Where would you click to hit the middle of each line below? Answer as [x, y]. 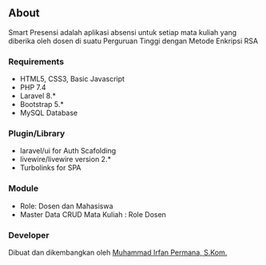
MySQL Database [49, 113]
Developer [29, 235]
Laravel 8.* [38, 96]
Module [23, 188]
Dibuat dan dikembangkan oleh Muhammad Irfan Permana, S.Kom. [118, 252]
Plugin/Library [37, 133]
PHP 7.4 [33, 88]
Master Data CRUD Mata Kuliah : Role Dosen [93, 214]
